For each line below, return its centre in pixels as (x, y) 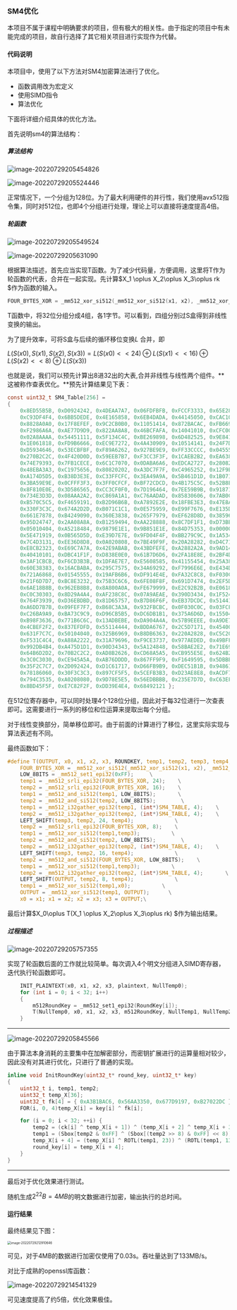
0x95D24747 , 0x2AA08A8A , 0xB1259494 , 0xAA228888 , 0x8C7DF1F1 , (113, 522)
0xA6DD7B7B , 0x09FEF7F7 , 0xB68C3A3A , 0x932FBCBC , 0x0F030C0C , (113, 608)
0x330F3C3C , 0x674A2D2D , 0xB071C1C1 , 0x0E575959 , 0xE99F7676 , (113, 509)
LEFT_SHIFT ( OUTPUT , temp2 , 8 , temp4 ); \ (99, 879)
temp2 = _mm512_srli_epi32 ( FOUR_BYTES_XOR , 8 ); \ (99, 827)
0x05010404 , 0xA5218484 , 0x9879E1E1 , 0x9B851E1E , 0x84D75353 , (113, 529)
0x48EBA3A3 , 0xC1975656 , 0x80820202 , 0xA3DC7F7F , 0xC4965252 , (113, 470)
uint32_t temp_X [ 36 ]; (51, 1095)
